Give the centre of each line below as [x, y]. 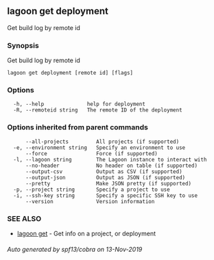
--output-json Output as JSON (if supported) [105, 177]
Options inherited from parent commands [78, 127]
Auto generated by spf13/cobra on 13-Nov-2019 [75, 249]
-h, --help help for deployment [80, 104]
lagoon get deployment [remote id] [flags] [70, 73]
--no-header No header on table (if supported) [111, 166]
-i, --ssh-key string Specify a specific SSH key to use [105, 195]
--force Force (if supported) [91, 153]
